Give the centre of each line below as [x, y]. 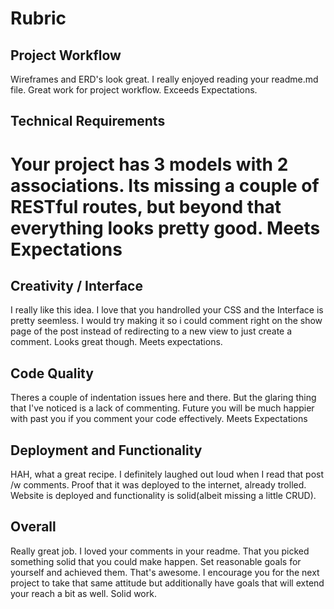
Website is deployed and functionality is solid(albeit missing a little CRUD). [163, 496]
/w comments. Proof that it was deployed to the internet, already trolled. [158, 485]
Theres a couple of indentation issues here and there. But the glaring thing [163, 398]
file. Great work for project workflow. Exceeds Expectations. [134, 90]
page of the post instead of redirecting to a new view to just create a [151, 331]
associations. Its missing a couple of [165, 185]
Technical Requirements [88, 121]
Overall [33, 527]
